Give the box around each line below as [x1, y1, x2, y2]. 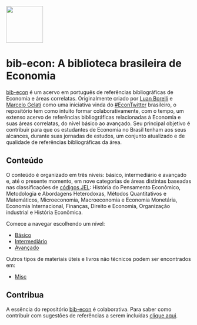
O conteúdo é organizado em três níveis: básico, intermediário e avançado [6, 171, 187, 178]
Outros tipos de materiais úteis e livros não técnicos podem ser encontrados [6, 255, 191, 262]
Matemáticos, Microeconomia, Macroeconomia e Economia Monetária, [6, 196, 178, 203]
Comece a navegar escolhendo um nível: [6, 220, 105, 227]
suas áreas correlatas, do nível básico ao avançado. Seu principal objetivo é [6, 120, 191, 127]
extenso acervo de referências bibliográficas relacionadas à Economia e [6, 113, 181, 120]
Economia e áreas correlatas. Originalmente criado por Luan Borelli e [6, 95, 173, 102]
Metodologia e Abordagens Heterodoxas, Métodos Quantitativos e [6, 190, 166, 197]
